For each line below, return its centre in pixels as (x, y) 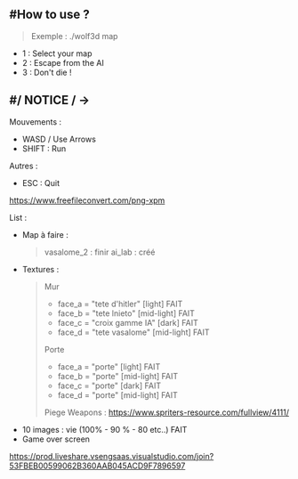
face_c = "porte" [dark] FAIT (109, 386)
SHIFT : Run (44, 148)
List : (18, 217)
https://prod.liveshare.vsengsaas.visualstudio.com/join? (112, 456)
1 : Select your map (57, 53)
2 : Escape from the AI (63, 62)
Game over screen (56, 439)
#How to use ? (50, 15)
